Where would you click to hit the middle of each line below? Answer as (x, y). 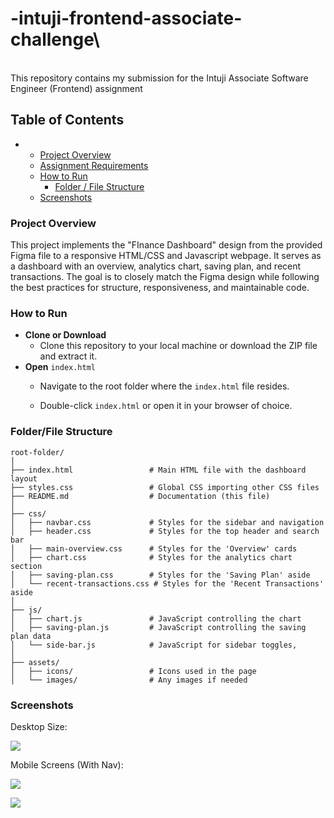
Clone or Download (65, 335)
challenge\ (55, 39)
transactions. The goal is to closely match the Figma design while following (165, 277)
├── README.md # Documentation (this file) (140, 496)
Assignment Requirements (94, 165)
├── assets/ (35, 662)
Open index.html (60, 367)
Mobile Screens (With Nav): (67, 764)
